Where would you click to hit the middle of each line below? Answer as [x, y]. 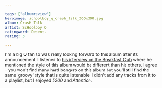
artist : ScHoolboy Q [26, 27]
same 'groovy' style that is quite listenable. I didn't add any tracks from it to [81, 75]
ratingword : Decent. [26, 32]
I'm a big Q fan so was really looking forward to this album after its [72, 54]
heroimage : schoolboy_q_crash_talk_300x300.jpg [54, 18]
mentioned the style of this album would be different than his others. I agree [81, 65]
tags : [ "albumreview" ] [28, 14]
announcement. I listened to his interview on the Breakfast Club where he [79, 60]
